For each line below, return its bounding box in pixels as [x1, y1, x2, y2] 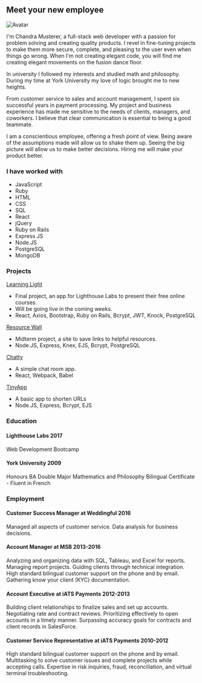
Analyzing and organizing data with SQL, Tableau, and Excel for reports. [6, 557, 186, 564]
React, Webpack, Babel [15, 372, 74, 379]
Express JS [15, 233, 44, 240]
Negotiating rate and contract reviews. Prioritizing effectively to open [6, 610, 178, 617]
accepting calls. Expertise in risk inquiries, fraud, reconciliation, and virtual [6, 663, 192, 670]
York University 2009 [6, 460, 62, 467]
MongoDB [15, 252, 41, 259]
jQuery [15, 220, 32, 227]
